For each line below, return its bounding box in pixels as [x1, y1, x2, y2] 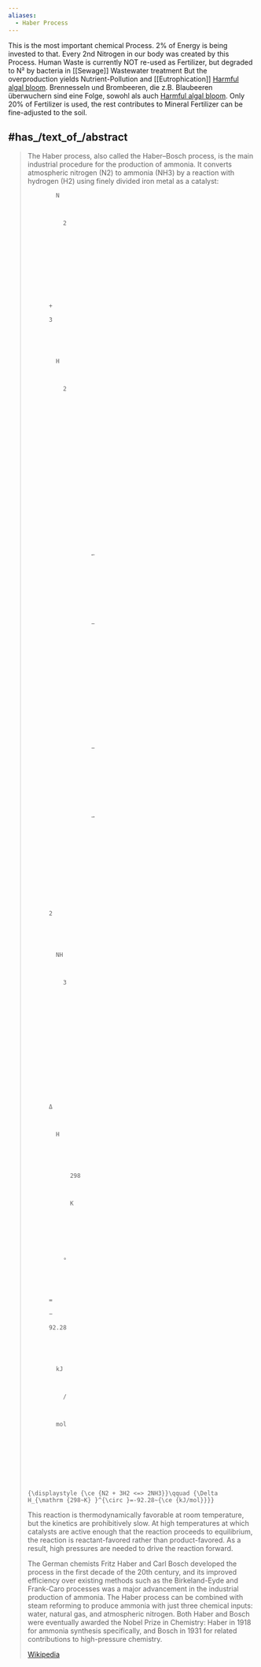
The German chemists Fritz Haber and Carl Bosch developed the [27, 1559, 237, 1568]
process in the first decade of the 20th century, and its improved [27, 1568, 237, 1577]
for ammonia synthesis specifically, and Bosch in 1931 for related [27, 1626, 237, 1635]
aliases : [8, 11, 37, 20]
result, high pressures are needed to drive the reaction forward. [27, 1544, 233, 1553]
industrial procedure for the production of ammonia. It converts [27, 159, 232, 170]
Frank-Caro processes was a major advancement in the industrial [27, 1584, 239, 1594]
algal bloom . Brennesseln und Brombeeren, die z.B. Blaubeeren [8, 82, 213, 92]
